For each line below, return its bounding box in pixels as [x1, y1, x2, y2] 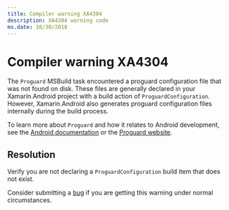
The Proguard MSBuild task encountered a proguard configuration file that [7, 77, 222, 85]
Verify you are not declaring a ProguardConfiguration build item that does [7, 167, 221, 176]
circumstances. [7, 196, 52, 204]
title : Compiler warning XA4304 [7, 10, 102, 18]
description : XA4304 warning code [7, 17, 109, 24]
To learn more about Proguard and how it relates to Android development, [7, 121, 220, 129]
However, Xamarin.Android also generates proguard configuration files [7, 99, 213, 108]
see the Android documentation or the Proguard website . [7, 128, 173, 137]
